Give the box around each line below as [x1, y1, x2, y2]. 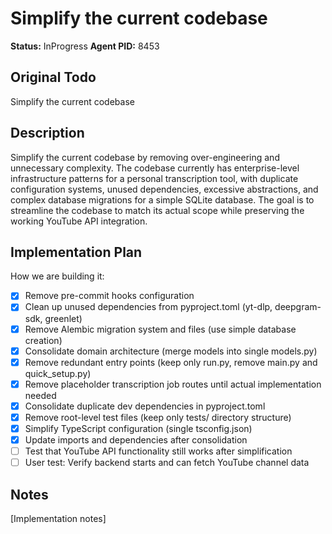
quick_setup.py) [24, 367, 92, 379]
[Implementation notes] [10, 512, 107, 524]
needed [24, 389, 57, 401]
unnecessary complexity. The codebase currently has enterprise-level [10, 162, 300, 174]
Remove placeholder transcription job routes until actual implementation [24, 378, 322, 390]
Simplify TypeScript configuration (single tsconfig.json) [24, 422, 253, 434]
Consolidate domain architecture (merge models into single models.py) [24, 345, 318, 357]
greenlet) [44, 312, 83, 324]
